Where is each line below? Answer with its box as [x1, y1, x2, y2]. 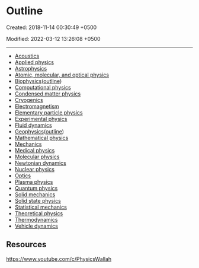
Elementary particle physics [14, 109, 83, 116]
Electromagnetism [14, 103, 59, 110]
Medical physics [14, 146, 55, 154]
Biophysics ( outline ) [14, 77, 62, 84]
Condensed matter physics [14, 90, 81, 97]
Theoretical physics [14, 209, 63, 217]
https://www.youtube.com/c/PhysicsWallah [6, 255, 111, 262]
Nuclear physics [14, 165, 55, 173]
